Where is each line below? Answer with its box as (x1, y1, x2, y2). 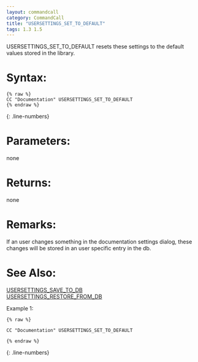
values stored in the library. (6, 50, 75, 57)
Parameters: (6, 134, 70, 148)
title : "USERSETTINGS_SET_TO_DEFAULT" (6, 20, 105, 26)
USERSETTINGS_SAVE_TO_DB (6, 286, 83, 293)
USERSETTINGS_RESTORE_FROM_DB (6, 293, 102, 300)
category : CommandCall (6, 15, 64, 21)
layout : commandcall (6, 9, 59, 15)
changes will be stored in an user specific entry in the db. (6, 245, 151, 252)
